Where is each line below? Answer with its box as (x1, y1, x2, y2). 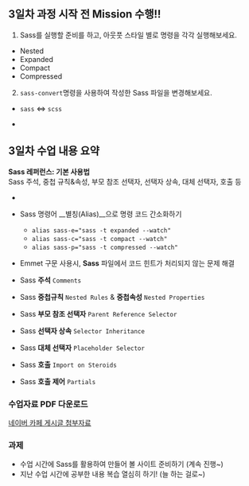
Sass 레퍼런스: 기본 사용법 (8, 166, 90, 177)
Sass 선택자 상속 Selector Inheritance (19, 325, 146, 336)
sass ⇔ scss (19, 103, 62, 113)
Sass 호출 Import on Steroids (19, 360, 117, 369)
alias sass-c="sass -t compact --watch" (31, 235, 168, 243)
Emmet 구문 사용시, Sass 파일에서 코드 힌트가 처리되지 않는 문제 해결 (19, 258, 235, 268)
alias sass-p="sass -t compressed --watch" (31, 243, 179, 251)
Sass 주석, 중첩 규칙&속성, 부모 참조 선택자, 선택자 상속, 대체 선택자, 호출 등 (8, 177, 242, 186)
